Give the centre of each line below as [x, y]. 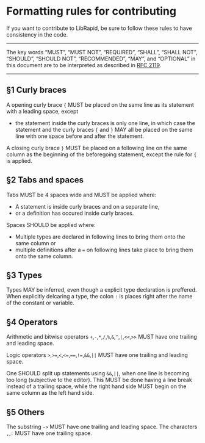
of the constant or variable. [40, 303]
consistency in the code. [37, 34]
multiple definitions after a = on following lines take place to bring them [104, 250]
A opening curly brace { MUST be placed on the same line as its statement [100, 104]
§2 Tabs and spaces [45, 180]
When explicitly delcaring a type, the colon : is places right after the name [100, 297]
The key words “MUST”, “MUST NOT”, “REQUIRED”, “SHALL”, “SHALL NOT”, [102, 52]
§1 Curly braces [37, 90]
